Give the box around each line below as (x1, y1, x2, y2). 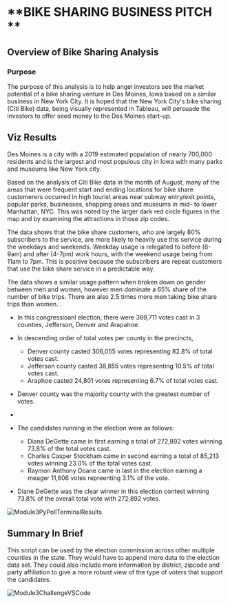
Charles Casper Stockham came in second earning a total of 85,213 (27, 452, 219, 460)
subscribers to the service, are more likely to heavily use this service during (7, 235, 222, 243)
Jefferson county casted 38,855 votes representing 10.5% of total (27, 362, 215, 370)
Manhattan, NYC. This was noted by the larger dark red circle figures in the (7, 207, 220, 216)
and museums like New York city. (7, 165, 102, 173)
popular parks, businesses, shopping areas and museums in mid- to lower (7, 200, 218, 208)
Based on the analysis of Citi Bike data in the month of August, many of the (7, 178, 220, 186)
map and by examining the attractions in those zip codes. (7, 214, 170, 222)
